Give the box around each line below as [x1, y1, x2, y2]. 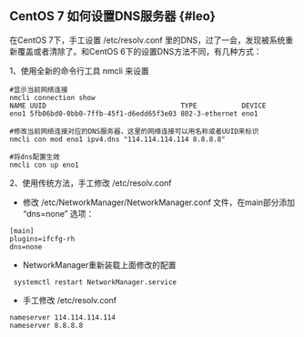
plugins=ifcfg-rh [9, 234, 76, 243]
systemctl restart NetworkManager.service [13, 277, 177, 287]
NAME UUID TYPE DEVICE [9, 101, 267, 110]
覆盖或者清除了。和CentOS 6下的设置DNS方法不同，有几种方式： [16, 46, 262, 56]
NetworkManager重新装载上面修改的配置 [22, 259, 177, 271]
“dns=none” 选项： [22, 208, 95, 219]
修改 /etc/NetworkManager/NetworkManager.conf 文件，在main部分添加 [22, 197, 296, 208]
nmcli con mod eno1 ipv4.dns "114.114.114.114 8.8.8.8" [9, 135, 226, 144]
